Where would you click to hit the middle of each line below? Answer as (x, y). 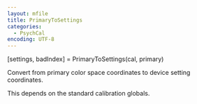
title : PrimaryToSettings (45, 20)
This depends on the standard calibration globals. (79, 94)
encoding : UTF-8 (31, 40)
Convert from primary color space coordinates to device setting (99, 73)
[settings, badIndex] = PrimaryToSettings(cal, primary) (86, 59)
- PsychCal (29, 33)
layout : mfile (28, 14)
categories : (24, 26)
